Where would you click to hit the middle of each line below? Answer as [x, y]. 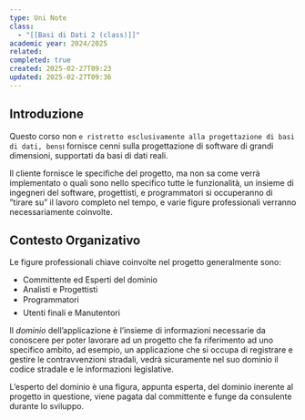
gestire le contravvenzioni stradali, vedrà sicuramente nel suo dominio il [144, 360]
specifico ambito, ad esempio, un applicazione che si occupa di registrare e [151, 350]
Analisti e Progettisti [60, 290]
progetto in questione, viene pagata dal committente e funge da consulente [151, 396]
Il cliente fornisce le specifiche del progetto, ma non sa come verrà [135, 173]
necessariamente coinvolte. [61, 211]
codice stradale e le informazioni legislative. [92, 369]
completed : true [40, 60]
